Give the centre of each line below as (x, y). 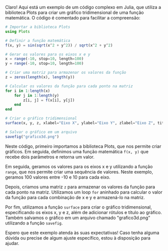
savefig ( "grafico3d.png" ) (32, 137)
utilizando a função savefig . (34, 223)
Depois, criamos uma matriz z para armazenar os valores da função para (80, 187)
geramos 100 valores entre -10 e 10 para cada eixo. (58, 177)
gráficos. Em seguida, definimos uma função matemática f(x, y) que (77, 151)
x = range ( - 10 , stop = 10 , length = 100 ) (44, 59)
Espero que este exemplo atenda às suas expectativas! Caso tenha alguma (82, 233)
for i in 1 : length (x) (28, 91)
